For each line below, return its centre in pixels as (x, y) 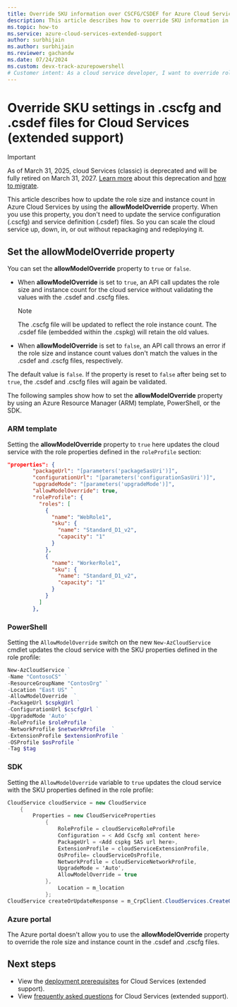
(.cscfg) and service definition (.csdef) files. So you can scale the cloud (111, 222)
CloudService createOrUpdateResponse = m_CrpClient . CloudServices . (109, 901)
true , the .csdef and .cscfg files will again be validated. (87, 382)
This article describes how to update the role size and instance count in (111, 200)
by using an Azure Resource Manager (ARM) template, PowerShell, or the (114, 403)
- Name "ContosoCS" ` (38, 677)
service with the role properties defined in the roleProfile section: (104, 451)
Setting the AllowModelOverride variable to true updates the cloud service (115, 782)
